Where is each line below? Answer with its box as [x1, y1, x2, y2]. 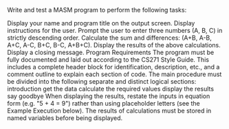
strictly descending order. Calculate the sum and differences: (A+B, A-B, [7, 34, 212, 42]
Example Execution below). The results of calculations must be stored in [7, 106, 212, 115]
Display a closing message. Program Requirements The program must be [7, 48, 215, 56]
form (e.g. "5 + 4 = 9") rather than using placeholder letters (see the [7, 99, 201, 107]
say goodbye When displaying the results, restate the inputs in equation [7, 92, 210, 100]
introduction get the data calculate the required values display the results [7, 85, 215, 93]
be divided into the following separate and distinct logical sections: [7, 78, 197, 85]
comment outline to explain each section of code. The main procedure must [7, 70, 222, 78]
